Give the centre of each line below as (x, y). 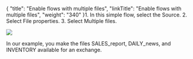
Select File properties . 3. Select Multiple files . (61, 21)
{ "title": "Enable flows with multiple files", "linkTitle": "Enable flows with (94, 9)
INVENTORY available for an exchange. (54, 50)
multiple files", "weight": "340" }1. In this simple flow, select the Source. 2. (97, 15)
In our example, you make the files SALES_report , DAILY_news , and (88, 43)
